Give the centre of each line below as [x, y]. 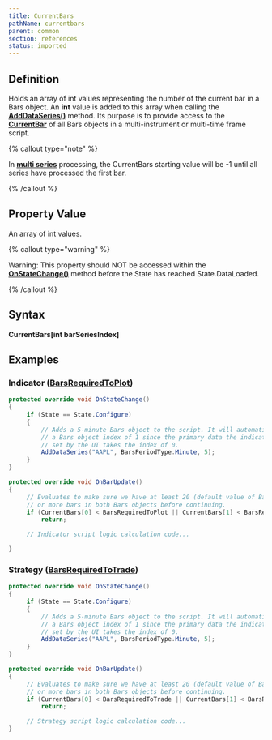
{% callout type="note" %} [53, 148]
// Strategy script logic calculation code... [106, 721]
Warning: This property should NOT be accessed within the [107, 265]
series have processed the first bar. [68, 173]
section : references [43, 38]
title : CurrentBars [41, 16]
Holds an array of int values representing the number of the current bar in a [134, 98]
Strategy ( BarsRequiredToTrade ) [74, 570]
